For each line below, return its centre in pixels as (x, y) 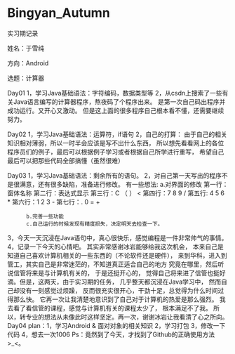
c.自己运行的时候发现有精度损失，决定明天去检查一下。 (94, 224)
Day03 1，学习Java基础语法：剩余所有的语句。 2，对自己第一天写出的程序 (115, 175)
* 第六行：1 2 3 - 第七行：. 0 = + (54, 202)
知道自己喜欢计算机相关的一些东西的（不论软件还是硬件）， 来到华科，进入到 (117, 255)
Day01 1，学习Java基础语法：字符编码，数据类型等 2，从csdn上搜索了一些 (115, 93)
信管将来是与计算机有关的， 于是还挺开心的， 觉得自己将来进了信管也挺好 (119, 273)
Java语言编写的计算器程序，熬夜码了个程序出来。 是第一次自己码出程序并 (119, 101)
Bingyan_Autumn (59, 13)
